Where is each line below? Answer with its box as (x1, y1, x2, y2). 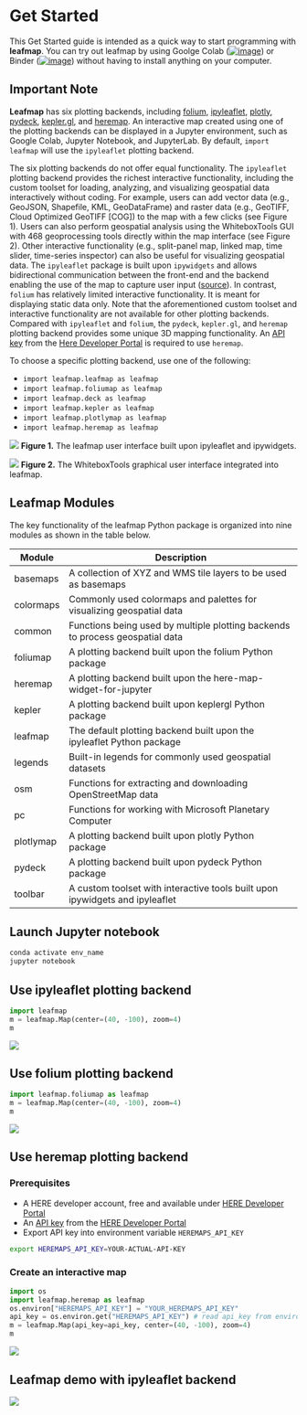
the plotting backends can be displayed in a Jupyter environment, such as (9, 125, 288, 136)
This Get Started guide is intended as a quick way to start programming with (9, 36, 297, 47)
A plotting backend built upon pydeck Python (68, 856, 262, 868)
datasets (68, 761, 107, 774)
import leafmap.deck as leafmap (22, 394, 146, 403)
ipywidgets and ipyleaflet (68, 893, 176, 906)
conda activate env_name (9, 948, 104, 958)
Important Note (9, 81, 99, 97)
